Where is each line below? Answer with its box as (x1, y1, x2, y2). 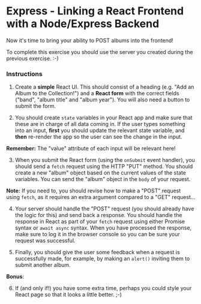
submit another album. (14, 261, 71, 269)
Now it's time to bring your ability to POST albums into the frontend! (6, 37, 174, 44)
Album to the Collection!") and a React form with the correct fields (14, 90, 179, 97)
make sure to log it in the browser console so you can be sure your (14, 231, 180, 238)
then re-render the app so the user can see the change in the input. (14, 133, 182, 140)
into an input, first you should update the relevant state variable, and (14, 127, 185, 134)
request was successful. (14, 237, 76, 244)
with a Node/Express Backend (6, 17, 160, 31)
